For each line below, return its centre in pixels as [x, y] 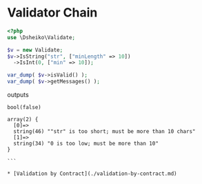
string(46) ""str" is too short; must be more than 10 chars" [104, 132]
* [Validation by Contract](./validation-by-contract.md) [92, 174]
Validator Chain [52, 13]
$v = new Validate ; [35, 50]
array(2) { [23, 120]
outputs [18, 95]
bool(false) [24, 108]
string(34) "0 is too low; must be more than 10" [86, 144]
